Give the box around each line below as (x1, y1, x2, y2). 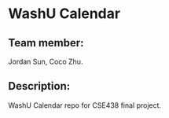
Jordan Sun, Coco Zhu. (8, 57, 83, 66)
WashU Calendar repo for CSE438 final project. (8, 100, 162, 110)
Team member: (8, 36, 84, 50)
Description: (8, 79, 71, 93)
